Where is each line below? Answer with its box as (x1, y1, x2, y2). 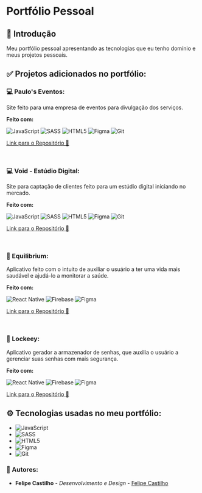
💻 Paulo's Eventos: (6, 87, 65, 96)
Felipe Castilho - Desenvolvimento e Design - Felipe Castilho (15, 479, 169, 486)
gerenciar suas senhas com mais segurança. (6, 355, 119, 362)
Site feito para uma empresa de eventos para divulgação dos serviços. (6, 104, 184, 111)
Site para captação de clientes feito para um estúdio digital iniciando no (6, 182, 186, 190)
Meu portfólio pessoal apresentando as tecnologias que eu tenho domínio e (6, 45, 196, 52)
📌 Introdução (6, 29, 57, 39)
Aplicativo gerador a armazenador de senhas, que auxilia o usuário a (6, 348, 179, 356)
